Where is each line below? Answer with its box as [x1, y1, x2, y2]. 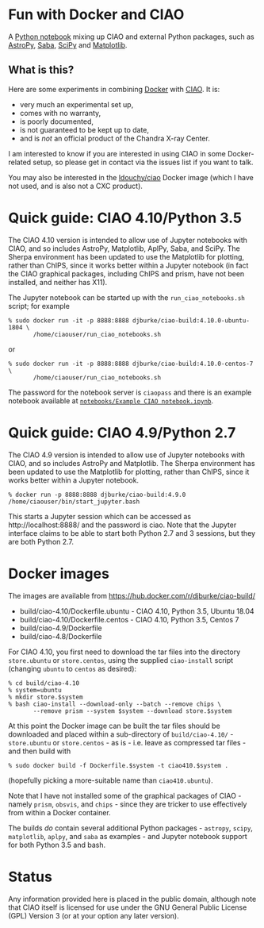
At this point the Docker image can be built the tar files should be [8, 721, 220, 730]
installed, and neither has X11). [8, 277, 108, 287]
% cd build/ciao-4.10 [8, 679, 80, 687]
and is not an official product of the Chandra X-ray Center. [19, 133, 210, 143]
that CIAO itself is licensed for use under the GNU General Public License [8, 903, 247, 912]
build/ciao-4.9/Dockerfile [19, 623, 103, 633]
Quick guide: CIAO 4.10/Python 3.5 [8, 209, 242, 227]
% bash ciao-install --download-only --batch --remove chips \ [8, 700, 222, 708]
